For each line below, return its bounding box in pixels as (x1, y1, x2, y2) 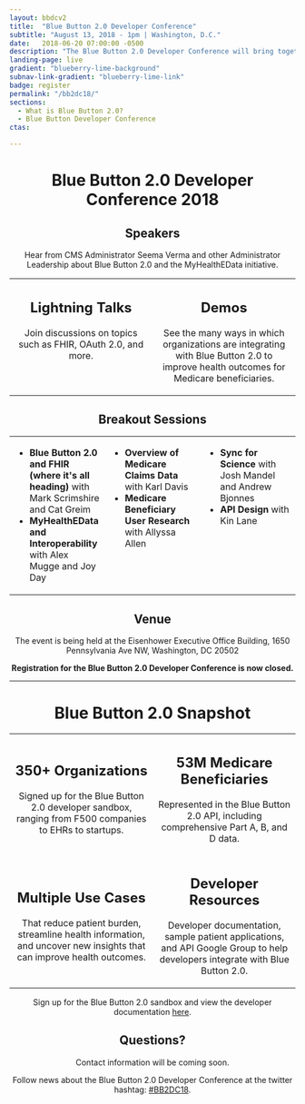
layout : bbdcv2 (9, 13, 67, 23)
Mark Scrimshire (29, 492, 100, 505)
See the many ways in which (162, 326, 285, 339)
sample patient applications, (164, 931, 284, 943)
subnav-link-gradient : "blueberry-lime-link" (9, 73, 184, 82)
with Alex (29, 548, 69, 561)
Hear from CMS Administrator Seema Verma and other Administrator (24, 250, 281, 260)
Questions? (119, 1032, 186, 1049)
